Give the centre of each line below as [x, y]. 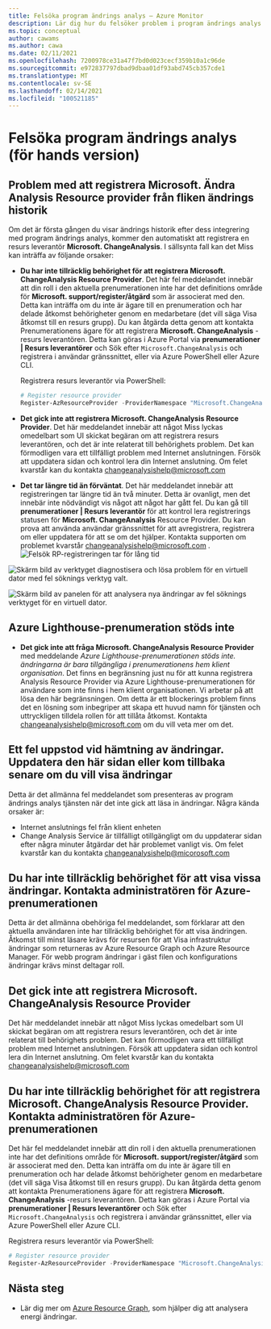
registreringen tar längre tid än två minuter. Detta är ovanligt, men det [135, 494]
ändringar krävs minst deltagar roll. [67, 965]
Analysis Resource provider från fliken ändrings [131, 197]
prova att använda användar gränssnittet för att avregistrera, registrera [137, 528]
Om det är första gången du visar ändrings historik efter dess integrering [129, 230]
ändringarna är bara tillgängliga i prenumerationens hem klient [125, 664]
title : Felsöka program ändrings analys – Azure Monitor [106, 16]
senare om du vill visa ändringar [91, 775]
